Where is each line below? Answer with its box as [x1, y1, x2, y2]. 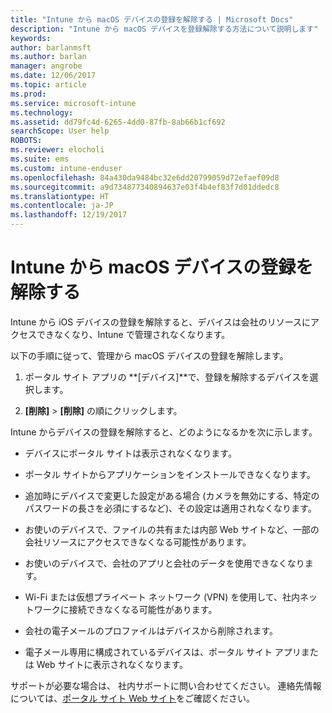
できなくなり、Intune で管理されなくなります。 [36, 328, 231, 340]
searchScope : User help [10, 126, 110, 136]
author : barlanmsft [10, 42, 92, 53]
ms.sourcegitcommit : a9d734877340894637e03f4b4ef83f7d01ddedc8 [10, 182, 280, 192]
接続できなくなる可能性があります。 [68, 603, 218, 615]
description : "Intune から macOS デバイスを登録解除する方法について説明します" [10, 24, 319, 34]
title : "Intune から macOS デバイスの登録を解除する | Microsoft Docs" [10, 14, 294, 25]
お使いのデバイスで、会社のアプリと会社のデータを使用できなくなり [24, 557, 305, 569]
